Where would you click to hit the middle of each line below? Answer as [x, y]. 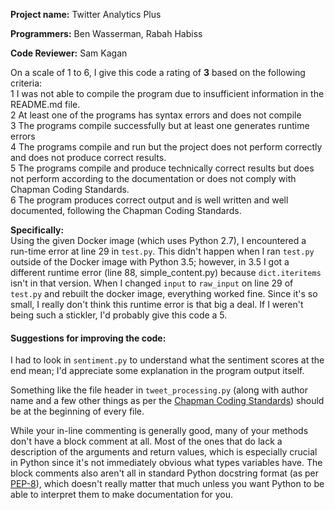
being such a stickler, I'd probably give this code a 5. [119, 315]
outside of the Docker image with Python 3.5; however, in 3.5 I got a [150, 262]
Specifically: [37, 230]
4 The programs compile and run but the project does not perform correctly [166, 147]
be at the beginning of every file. [77, 411]
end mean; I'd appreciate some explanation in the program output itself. [157, 371]
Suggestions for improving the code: [88, 338]
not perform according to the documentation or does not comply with [153, 178]
